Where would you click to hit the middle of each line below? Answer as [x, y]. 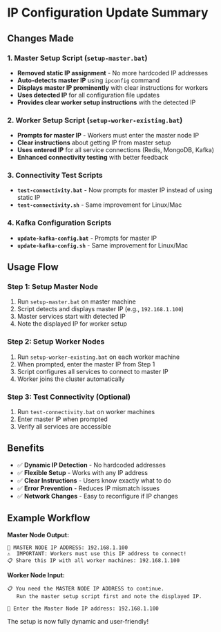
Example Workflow [49, 518]
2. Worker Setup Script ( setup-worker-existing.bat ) [95, 120]
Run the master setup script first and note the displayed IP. [109, 596]
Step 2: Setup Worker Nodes [56, 342]
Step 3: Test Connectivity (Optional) [69, 397]
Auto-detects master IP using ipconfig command [88, 80]
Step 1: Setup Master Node [53, 287]
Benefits [26, 448]
